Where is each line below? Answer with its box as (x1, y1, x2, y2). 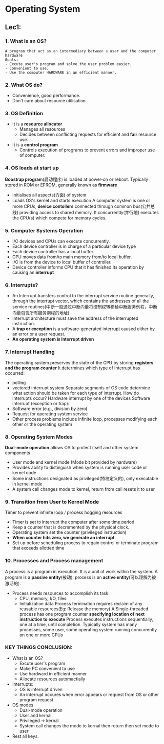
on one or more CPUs (19, 632, 63, 638)
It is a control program (12, 142, 58, 148)
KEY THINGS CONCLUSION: (5, 644, 73, 651)
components (5, 450, 31, 456)
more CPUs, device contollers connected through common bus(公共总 (12, 203, 155, 209)
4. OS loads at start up (5, 165, 59, 171)
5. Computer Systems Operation (5, 227, 83, 234)
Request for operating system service (12, 410, 88, 417)
